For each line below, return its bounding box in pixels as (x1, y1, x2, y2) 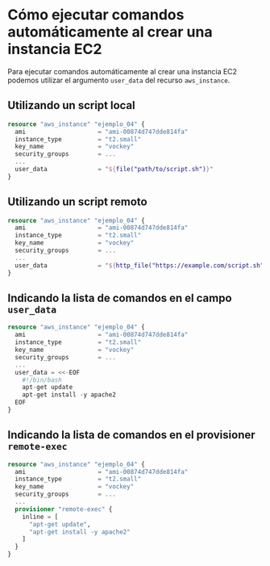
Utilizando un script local (7, 99, 136, 112)
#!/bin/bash (22, 375, 62, 384)
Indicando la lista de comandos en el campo (7, 291, 232, 304)
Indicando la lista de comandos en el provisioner (7, 428, 255, 442)
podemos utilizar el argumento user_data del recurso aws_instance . (7, 75, 231, 85)
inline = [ (22, 513, 59, 521)
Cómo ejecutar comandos (7, 6, 185, 24)
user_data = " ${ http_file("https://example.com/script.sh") (15, 261, 268, 270)
